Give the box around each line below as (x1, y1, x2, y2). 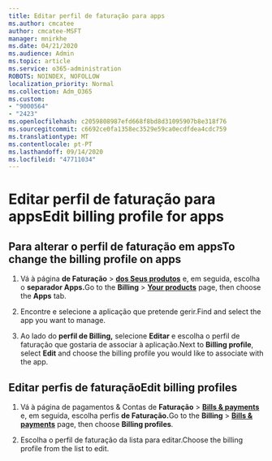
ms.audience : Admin (8, 50, 75, 58)
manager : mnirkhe (8, 34, 67, 43)
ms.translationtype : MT (8, 132, 89, 140)
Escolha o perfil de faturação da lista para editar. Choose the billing (19, 435, 244, 445)
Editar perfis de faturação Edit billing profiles (8, 381, 238, 394)
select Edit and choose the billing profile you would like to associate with (19, 348, 264, 358)
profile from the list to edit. (19, 444, 110, 454)
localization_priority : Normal (8, 80, 114, 88)
